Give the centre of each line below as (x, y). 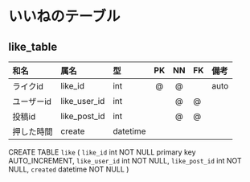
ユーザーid (32, 101)
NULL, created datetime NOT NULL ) (69, 169)
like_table (33, 46)
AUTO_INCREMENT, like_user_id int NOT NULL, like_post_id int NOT (125, 161)
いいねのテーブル (64, 17)
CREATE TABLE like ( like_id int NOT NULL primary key (102, 152)
